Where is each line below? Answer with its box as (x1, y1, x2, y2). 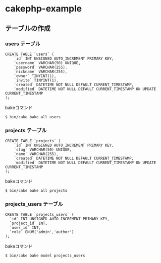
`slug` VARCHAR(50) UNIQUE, (14, 147, 72, 152)
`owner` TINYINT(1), (14, 73, 56, 79)
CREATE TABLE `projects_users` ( (5, 212, 74, 217)
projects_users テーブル (5, 201, 63, 208)
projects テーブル (5, 127, 47, 134)
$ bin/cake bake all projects (5, 188, 68, 193)
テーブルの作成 (5, 24, 51, 32)
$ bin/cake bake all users (5, 114, 61, 119)
